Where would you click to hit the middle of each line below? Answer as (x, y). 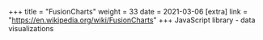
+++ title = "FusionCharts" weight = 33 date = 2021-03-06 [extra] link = (128, 12)
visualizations (31, 28)
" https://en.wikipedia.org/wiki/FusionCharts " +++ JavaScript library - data (132, 20)
